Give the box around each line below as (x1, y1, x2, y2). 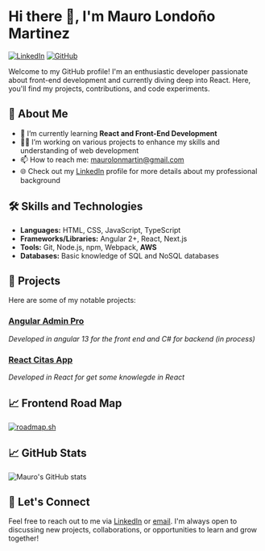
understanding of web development (19, 145, 139, 155)
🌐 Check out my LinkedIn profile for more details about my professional (19, 166, 258, 176)
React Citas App (8, 354, 73, 365)
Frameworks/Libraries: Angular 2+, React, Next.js (19, 234, 188, 243)
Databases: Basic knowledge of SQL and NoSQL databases (19, 251, 219, 260)
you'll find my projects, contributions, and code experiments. (8, 84, 210, 93)
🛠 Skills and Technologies (8, 200, 143, 213)
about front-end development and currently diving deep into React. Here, (8, 75, 251, 85)
